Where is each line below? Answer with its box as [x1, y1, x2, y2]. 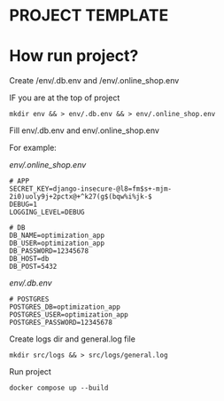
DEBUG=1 [9, 200, 38, 209]
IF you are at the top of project [9, 92, 120, 103]
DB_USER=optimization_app [9, 239, 104, 248]
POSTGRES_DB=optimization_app [9, 303, 121, 311]
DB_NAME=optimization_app [9, 232, 104, 240]
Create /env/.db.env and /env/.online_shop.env [9, 75, 180, 86]
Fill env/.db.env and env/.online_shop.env [9, 125, 159, 136]
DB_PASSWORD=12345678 [9, 247, 89, 256]
